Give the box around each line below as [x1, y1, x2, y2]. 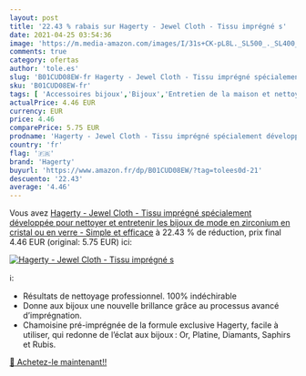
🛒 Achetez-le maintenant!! [9, 357, 107, 368]
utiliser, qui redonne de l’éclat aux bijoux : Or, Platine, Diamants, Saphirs [22, 330, 291, 340]
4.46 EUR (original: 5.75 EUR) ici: [9, 237, 133, 248]
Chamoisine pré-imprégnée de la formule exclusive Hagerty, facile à [22, 320, 280, 330]
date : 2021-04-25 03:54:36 [9, 30, 112, 39]
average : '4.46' [9, 183, 71, 192]
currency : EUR [9, 107, 64, 116]
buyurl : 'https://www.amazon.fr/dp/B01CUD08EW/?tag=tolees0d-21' [9, 166, 262, 175]
